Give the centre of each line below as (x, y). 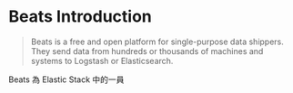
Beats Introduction (80, 17)
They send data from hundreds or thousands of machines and (147, 51)
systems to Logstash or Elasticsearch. (102, 60)
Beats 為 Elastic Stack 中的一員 (66, 79)
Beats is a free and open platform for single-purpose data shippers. (157, 42)
